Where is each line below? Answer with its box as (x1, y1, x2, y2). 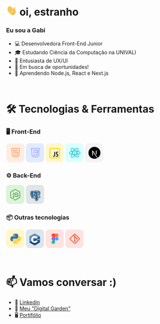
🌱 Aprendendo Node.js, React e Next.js (14, 69, 109, 76)
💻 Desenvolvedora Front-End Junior (14, 40, 103, 47)
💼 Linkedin (14, 299, 40, 306)
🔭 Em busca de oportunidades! (14, 63, 89, 70)
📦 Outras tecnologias (6, 214, 69, 222)
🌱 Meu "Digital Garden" (14, 305, 71, 312)
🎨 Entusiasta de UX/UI (14, 57, 68, 64)
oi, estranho (19, 5, 79, 19)
